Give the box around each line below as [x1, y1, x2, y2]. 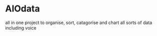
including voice [5, 24, 36, 30]
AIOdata [5, 3, 40, 14]
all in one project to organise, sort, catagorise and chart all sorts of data [5, 19, 153, 25]
